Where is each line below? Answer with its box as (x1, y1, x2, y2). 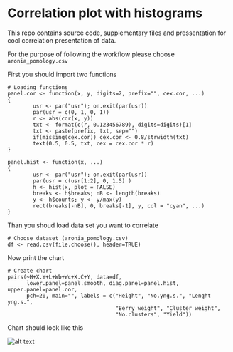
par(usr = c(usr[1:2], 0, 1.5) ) (33, 177, 132, 185)
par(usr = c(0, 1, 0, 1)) (33, 108, 110, 115)
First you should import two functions (7, 70, 117, 78)
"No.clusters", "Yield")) (115, 311, 193, 318)
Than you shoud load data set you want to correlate (7, 221, 158, 229)
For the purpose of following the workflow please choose (7, 50, 175, 58)
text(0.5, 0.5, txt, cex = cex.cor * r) (33, 140, 154, 147)
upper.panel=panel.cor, (7, 286, 78, 293)
